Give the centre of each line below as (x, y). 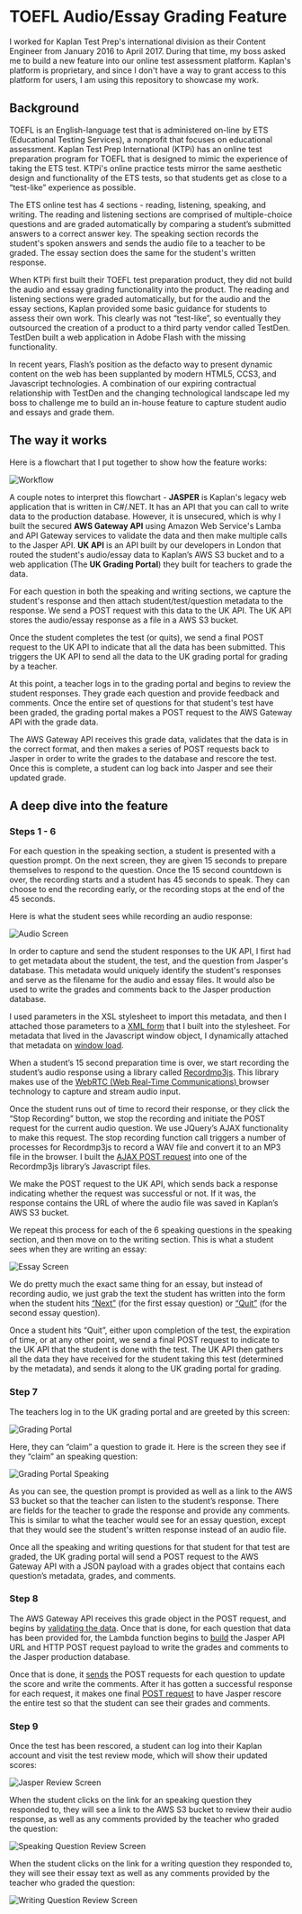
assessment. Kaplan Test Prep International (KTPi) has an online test (136, 149)
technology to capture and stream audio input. (95, 1091)
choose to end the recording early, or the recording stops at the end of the (147, 889)
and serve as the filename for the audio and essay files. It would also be (142, 980)
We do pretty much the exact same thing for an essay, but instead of (136, 1284)
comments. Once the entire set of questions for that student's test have (142, 702)
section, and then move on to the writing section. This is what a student (142, 1240)
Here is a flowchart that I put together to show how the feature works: (138, 462)
